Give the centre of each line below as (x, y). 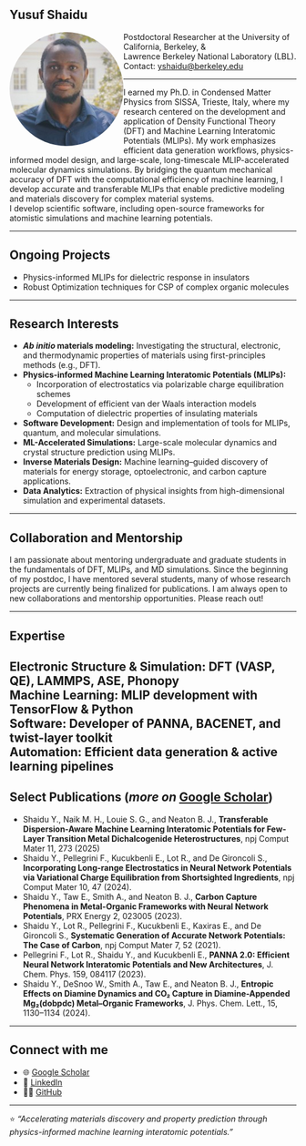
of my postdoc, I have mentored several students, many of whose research (150, 579)
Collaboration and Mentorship (97, 538)
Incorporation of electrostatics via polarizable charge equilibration (160, 384)
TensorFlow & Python (71, 710)
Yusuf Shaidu (49, 15)
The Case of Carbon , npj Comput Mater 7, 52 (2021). (122, 945)
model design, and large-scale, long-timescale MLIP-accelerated (167, 159)
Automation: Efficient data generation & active (143, 752)
